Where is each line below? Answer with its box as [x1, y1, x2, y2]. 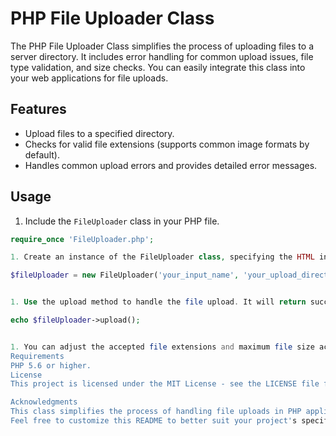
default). [24, 148, 60, 161]
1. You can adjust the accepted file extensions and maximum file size [10, 342, 315, 352]
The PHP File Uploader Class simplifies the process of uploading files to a [10, 40, 314, 52]
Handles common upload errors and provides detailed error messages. [24, 159, 318, 171]
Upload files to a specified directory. [24, 127, 175, 139]
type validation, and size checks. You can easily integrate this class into [10, 61, 306, 73]
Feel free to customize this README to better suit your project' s [10, 416, 298, 426]
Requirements [10, 351, 65, 361]
